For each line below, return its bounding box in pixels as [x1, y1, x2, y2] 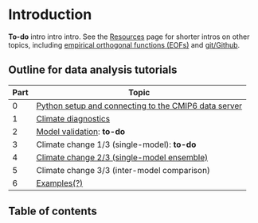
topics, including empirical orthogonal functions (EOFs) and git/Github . [8, 40, 240, 49]
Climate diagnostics [36, 113, 110, 124]
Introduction [8, 6, 92, 24]
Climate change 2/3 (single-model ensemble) [36, 152, 209, 163]
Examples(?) [36, 177, 84, 188]
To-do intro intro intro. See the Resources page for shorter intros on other [8, 32, 250, 41]
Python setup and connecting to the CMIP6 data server [36, 100, 243, 111]
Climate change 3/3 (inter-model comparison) [36, 164, 211, 175]
